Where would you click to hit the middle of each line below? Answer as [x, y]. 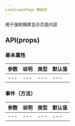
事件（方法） [21, 93]
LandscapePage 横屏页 [26, 10]
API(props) [22, 40]
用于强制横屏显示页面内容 [31, 24]
